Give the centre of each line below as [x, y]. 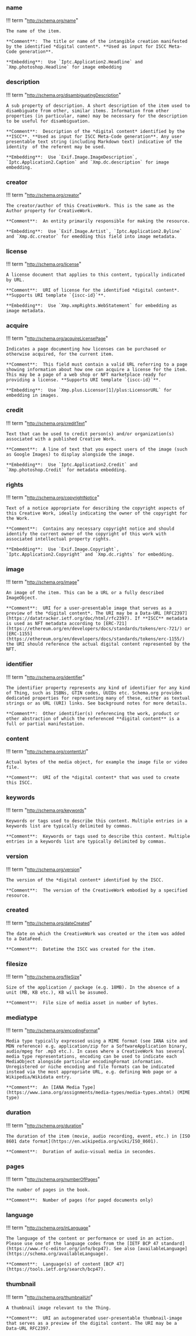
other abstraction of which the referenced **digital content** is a [93, 719]
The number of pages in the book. [48, 1190]
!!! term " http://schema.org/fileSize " [44, 977]
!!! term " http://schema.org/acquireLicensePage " [57, 338]
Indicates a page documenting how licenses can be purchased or [86, 349]
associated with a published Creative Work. [61, 439]
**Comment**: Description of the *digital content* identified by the [95, 131]
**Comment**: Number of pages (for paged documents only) [80, 1200]
